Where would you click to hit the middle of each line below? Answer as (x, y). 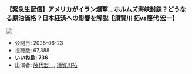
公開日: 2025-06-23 (39, 43)
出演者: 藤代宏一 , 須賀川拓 (46, 65)
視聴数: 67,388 (32, 51)
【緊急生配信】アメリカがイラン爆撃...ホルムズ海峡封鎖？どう (93, 9)
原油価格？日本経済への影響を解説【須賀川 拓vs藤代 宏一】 (95, 18)
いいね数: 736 (31, 58)
